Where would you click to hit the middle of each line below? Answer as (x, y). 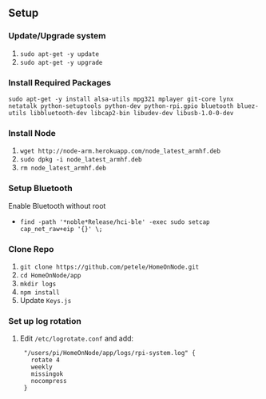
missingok (47, 374)
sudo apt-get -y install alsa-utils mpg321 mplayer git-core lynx (121, 99)
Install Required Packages (60, 82)
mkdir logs (38, 284)
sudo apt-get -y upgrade (61, 62)
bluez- (248, 106)
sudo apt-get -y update (60, 54)
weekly (42, 367)
